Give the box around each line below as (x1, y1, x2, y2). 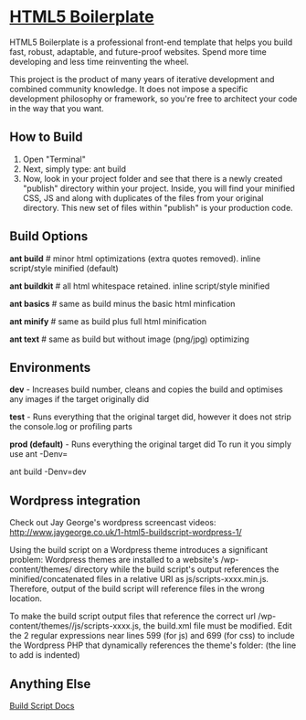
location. (9, 593, 43, 604)
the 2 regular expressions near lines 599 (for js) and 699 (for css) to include (9, 630, 295, 641)
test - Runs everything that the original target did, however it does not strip (9, 411, 292, 422)
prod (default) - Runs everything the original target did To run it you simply (9, 439, 292, 450)
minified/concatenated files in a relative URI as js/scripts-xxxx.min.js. (9, 574, 269, 585)
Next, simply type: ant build (22, 163, 126, 175)
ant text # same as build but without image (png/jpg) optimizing (9, 334, 249, 344)
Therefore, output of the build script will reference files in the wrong (9, 583, 265, 595)
